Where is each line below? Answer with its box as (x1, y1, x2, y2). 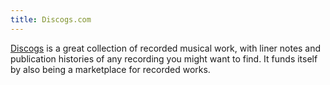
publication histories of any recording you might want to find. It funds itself (10, 52, 318, 65)
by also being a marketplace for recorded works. (10, 63, 211, 75)
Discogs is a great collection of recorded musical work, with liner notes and (10, 42, 322, 54)
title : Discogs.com (10, 14, 92, 25)
